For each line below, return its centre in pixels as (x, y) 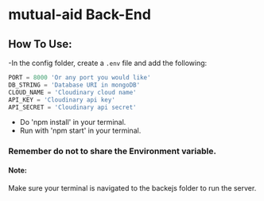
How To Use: (40, 44)
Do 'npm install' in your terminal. (73, 122)
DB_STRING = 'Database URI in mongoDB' (74, 85)
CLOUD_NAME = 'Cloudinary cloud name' (72, 92)
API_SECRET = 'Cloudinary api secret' (72, 107)
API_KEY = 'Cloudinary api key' (62, 100)
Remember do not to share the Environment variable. (113, 151)
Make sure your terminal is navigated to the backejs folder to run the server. (132, 187)
